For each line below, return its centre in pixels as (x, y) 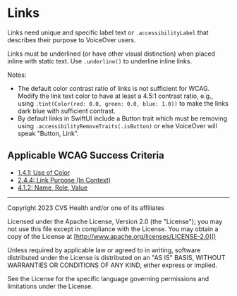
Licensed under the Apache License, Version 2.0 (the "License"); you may (115, 221)
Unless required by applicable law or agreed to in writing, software (104, 250)
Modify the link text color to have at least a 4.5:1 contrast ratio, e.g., (115, 96)
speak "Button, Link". (48, 133)
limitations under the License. (50, 286)
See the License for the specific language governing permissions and (108, 278)
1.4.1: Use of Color (44, 172)
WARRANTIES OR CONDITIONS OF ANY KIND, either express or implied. (112, 265)
